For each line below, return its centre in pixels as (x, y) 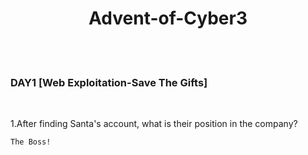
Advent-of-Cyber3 (168, 18)
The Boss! (31, 142)
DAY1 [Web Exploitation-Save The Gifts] (109, 82)
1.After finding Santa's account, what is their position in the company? (154, 124)
